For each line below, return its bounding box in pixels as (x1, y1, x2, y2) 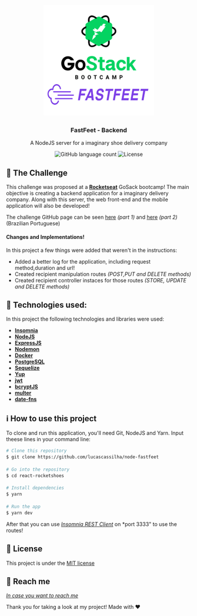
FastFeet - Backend (70, 126, 128, 134)
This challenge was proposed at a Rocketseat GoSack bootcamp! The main (6, 184, 189, 191)
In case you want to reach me (6, 592, 78, 599)
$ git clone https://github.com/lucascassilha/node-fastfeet (6, 454, 159, 460)
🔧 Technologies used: (6, 299, 87, 310)
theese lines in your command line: (6, 436, 91, 443)
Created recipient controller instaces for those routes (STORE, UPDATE (14, 277, 187, 284)
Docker (14, 352, 34, 359)
